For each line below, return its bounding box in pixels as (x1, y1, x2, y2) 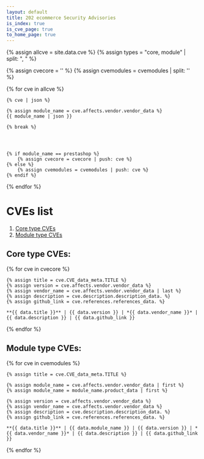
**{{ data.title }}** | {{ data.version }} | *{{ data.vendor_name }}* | (6, 309, 199, 316)
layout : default (6, 9, 48, 15)
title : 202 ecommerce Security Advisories (6, 15, 116, 21)
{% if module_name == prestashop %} (6, 151, 100, 157)
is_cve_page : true (6, 26, 53, 32)
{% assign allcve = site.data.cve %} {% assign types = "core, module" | (6, 48, 186, 56)
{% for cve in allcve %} (6, 85, 64, 93)
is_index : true (6, 20, 45, 26)
